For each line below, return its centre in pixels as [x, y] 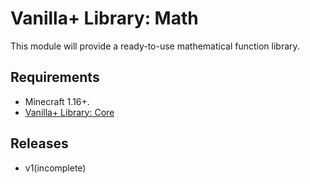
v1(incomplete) [55, 168]
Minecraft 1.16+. [57, 101]
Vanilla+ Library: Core [69, 112]
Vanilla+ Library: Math [104, 18]
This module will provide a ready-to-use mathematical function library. [155, 46]
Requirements [55, 77]
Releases [39, 143]
